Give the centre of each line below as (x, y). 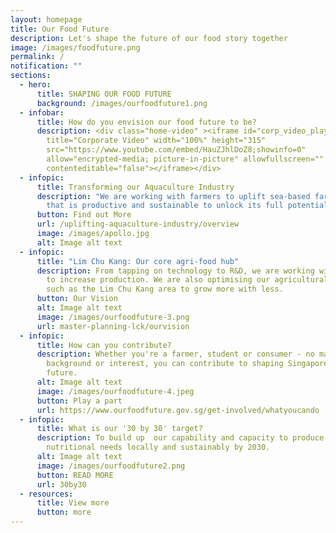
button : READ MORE (75, 475)
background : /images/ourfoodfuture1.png (122, 103)
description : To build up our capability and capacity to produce (180, 438)
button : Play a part (79, 401)
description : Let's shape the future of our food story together (149, 38)
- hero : (35, 85)
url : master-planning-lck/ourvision (113, 326)
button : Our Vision (77, 299)
